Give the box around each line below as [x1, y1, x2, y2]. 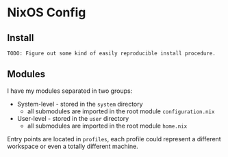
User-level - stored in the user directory [16, 114, 129, 122]
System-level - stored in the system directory [16, 100, 143, 108]
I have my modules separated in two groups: [7, 87, 133, 95]
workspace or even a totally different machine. [7, 142, 138, 150]
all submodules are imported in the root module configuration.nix [27, 107, 215, 115]
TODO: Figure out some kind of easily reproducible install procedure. [7, 50, 216, 57]
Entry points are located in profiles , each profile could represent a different [7, 134, 221, 143]
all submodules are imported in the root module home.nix [27, 122, 188, 130]
